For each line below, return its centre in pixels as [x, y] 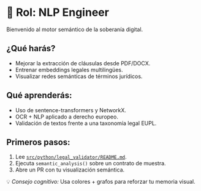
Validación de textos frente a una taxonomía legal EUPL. [86, 123]
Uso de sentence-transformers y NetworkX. [71, 110]
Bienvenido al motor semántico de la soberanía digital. [75, 29]
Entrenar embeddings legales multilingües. [69, 70]
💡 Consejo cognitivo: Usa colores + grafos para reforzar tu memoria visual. [101, 182]
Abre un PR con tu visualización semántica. [70, 170]
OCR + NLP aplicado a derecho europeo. [66, 117]
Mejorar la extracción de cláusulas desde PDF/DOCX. [83, 63]
